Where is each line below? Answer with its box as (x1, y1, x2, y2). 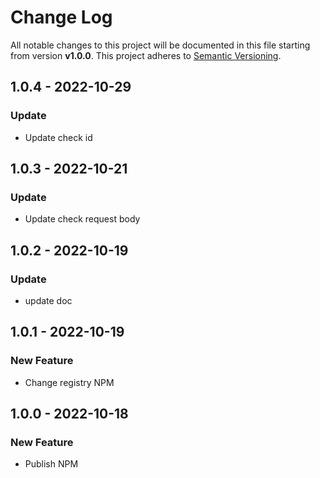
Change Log (10, 6, 113, 29)
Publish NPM (24, 458, 79, 470)
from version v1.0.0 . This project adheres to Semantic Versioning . (10, 49, 282, 61)
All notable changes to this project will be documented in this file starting (10, 39, 311, 51)
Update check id (24, 131, 93, 143)
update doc (24, 295, 73, 306)
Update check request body (24, 213, 141, 225)
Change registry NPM (24, 376, 115, 388)
